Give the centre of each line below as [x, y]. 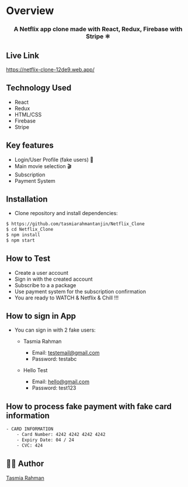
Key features [30, 146]
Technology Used [39, 88]
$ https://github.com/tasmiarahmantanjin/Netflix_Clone [75, 224]
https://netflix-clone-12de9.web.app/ [50, 69]
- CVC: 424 [30, 445]
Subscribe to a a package [45, 285]
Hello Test [35, 370]
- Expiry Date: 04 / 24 [46, 440]
